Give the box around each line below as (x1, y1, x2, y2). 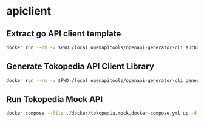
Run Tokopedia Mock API (6, 94, 103, 104)
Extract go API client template (6, 29, 121, 39)
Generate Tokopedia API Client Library (6, 61, 155, 72)
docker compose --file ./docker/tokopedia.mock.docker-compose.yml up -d (6, 110, 197, 117)
